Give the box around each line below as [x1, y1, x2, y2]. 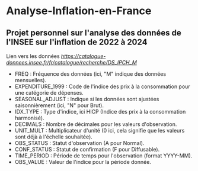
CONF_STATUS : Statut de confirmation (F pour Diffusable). [14, 146, 160, 153]
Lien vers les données [6, 53, 60, 60]
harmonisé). [14, 114, 44, 121]
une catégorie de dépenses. [14, 89, 84, 96]
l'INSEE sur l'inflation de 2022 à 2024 [6, 37, 148, 47]
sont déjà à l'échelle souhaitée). [14, 133, 93, 140]
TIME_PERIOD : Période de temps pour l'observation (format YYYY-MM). [14, 152, 193, 159]
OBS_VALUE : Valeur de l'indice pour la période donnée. [14, 159, 151, 165]
